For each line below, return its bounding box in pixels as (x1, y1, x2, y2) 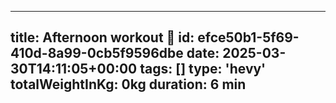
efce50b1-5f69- (197, 29, 300, 46)
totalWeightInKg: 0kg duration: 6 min (10, 76, 247, 93)
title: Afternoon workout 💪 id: (10, 29, 195, 46)
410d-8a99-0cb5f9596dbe (10, 45, 184, 62)
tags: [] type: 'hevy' (139, 61, 267, 78)
